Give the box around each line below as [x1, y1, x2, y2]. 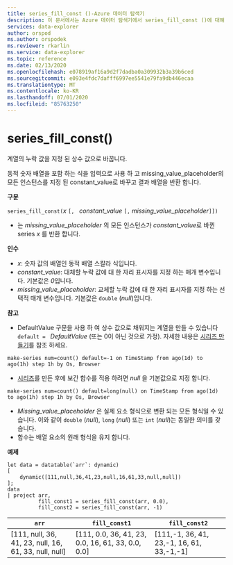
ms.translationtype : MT [7, 81, 76, 88]
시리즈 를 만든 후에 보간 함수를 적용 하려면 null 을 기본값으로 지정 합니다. [17, 373, 211, 382]
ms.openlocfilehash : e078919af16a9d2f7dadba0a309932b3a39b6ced [7, 68, 194, 75]
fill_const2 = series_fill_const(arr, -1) [37, 504, 163, 511]
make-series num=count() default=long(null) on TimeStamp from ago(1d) [7, 387, 218, 395]
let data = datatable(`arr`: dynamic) [7, 461, 119, 468]
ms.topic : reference [7, 56, 67, 63]
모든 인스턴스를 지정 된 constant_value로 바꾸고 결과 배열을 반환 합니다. [7, 178, 201, 186]
